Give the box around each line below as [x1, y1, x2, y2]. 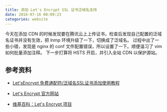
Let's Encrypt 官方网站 [12, 90, 59, 96]
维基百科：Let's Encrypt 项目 [12, 101, 72, 107]
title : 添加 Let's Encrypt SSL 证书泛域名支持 [5, 7, 97, 12]
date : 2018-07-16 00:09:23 [5, 12, 61, 17]
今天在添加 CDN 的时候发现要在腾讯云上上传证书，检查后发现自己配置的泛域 [5, 31, 162, 37]
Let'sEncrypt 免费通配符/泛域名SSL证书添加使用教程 [12, 80, 120, 86]
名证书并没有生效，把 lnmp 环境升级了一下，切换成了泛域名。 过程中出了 [5, 37, 155, 43]
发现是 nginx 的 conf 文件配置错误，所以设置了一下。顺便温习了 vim [22, 43, 162, 49]
